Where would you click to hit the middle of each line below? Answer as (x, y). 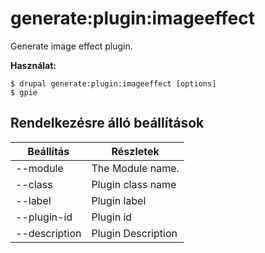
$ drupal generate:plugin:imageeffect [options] (113, 83)
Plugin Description (134, 233)
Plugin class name (134, 184)
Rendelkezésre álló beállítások (107, 123)
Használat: (33, 65)
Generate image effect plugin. (71, 46)
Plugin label (119, 200)
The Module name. (135, 168)
